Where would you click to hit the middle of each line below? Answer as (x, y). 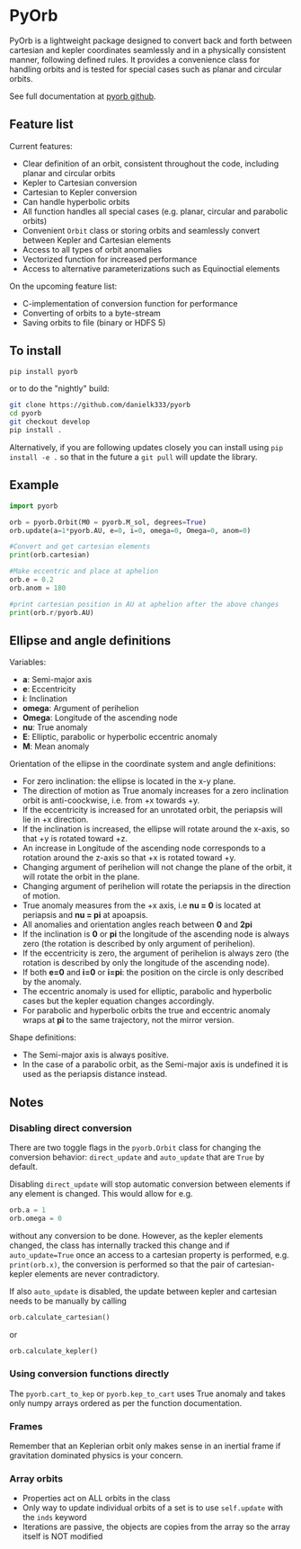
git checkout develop (50, 422)
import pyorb (34, 506)
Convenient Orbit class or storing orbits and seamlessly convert (141, 230)
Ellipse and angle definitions (90, 641)
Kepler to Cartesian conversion (80, 182)
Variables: (28, 663)
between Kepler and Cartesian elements (97, 240)
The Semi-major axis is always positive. (95, 1055)
